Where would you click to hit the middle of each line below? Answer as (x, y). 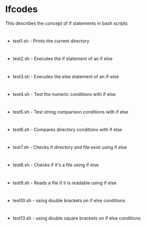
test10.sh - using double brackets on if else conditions (69, 200)
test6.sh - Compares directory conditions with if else (67, 130)
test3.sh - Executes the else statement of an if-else (66, 76)
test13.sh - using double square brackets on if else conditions (77, 218)
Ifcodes (21, 9)
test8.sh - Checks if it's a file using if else (56, 165)
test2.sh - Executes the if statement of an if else (62, 59)
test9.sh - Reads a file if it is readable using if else (64, 183)
